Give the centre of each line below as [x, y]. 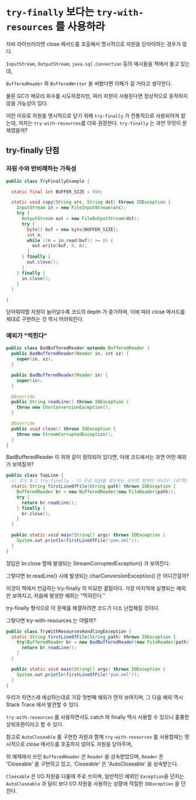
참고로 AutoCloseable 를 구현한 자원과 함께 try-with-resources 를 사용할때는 [95, 737]
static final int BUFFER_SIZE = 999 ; [57, 192]
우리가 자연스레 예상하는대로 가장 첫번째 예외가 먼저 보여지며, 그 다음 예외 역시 [95, 698]
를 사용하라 [80, 27]
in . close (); [36, 279]
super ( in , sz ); [35, 359]
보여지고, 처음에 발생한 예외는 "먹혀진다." [59, 595]
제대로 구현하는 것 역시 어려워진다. [45, 319]
